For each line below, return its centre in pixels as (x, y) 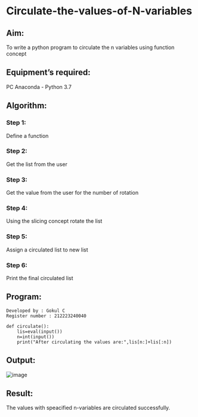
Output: (21, 361)
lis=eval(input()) (40, 332)
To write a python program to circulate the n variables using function (90, 47)
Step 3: (17, 179)
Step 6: (17, 265)
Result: (20, 393)
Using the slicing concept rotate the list (54, 221)
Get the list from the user (37, 164)
